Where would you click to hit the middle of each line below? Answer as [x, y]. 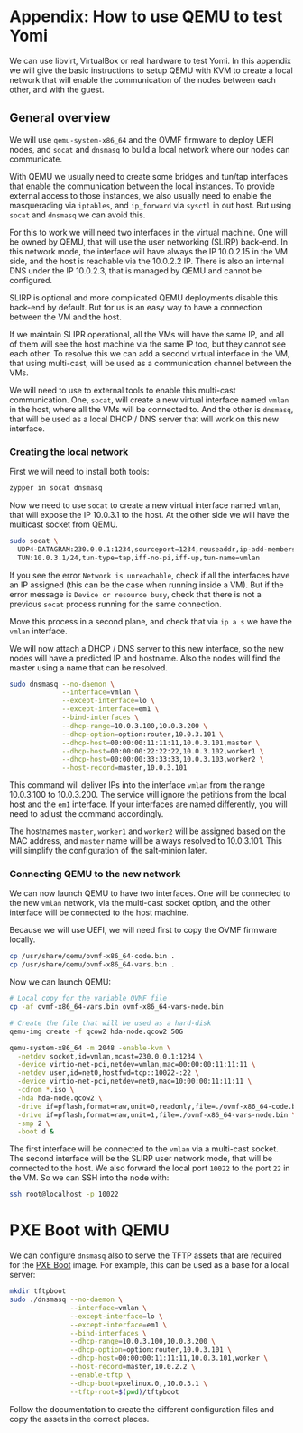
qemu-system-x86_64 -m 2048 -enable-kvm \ [90, 1048]
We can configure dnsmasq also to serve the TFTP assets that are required [146, 1255]
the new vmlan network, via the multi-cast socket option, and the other [140, 903]
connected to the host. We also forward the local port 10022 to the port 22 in [150, 1168]
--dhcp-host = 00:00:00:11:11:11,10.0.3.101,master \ [161, 743]
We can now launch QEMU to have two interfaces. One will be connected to [150, 893]
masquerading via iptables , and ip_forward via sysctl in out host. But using [151, 205]
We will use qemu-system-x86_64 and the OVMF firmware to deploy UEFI [142, 139]
